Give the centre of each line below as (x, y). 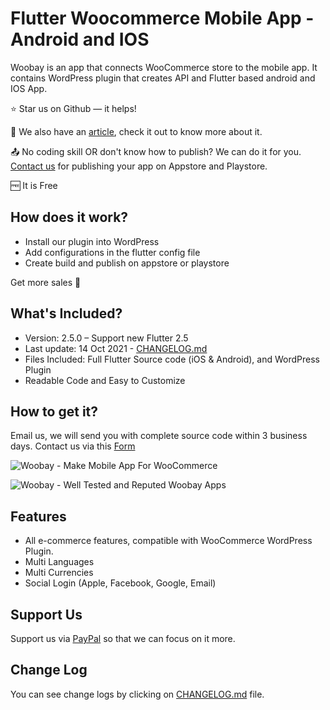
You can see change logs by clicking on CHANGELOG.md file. (137, 694)
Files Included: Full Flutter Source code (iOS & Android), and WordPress (172, 359)
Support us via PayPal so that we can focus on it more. (123, 638)
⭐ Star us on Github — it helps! (73, 108)
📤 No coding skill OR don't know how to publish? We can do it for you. (156, 151)
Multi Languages (59, 562)
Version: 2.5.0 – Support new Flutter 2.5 (106, 338)
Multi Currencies (59, 573)
